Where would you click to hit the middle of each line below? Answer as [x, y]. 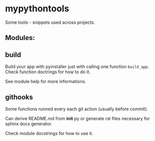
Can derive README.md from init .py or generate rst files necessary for [77, 118]
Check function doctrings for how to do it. [48, 72]
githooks [19, 97]
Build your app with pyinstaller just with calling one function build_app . [77, 67]
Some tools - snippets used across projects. [50, 22]
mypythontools [37, 9]
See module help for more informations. [46, 82]
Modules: [20, 38]
